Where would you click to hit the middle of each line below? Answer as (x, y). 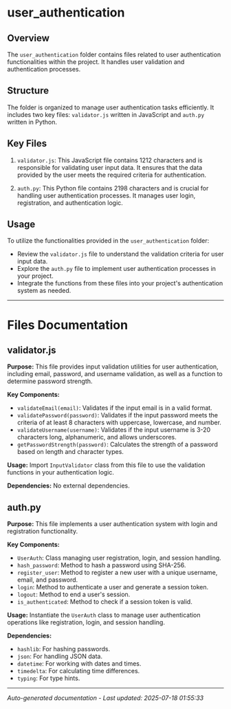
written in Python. (32, 122)
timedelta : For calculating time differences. (78, 671)
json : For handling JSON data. (60, 656)
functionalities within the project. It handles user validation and (96, 62)
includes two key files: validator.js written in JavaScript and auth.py (106, 114)
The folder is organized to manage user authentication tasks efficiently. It (111, 107)
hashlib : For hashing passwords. (64, 649)
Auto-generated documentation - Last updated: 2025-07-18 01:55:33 (106, 698)
